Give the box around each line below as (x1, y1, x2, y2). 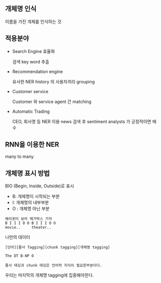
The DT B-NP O (5, 254, 34, 258)
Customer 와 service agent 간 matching (12, 99, 92, 104)
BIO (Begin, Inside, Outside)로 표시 (5, 183, 75, 189)
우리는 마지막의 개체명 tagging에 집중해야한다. (5, 272, 94, 278)
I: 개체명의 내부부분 (12, 200, 49, 206)
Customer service (12, 88, 49, 94)
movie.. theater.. (5, 225, 52, 230)
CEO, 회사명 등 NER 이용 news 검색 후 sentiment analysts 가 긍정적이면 (12, 118, 151, 124)
